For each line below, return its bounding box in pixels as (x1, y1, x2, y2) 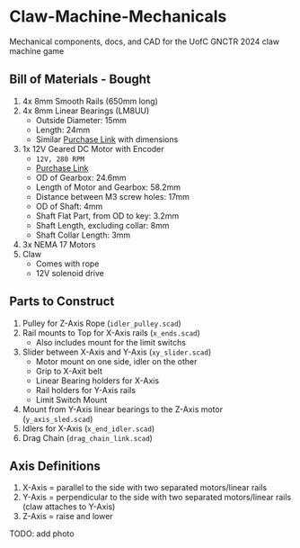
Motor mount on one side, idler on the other (35, 355, 198, 366)
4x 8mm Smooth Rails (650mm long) (22, 95, 159, 106)
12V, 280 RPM (35, 155, 85, 164)
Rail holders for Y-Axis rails (35, 384, 137, 395)
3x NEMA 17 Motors (22, 238, 96, 249)
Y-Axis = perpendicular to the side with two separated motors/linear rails (22, 492, 292, 503)
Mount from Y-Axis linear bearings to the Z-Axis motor (22, 403, 223, 415)
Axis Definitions (9, 458, 101, 473)
